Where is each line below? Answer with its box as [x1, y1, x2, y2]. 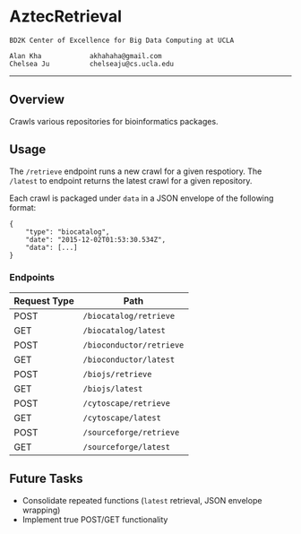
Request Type [13, 294, 74, 306]
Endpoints [9, 271, 56, 284]
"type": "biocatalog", [25, 227, 110, 237]
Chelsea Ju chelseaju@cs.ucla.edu [9, 59, 175, 68]
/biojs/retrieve [82, 369, 152, 379]
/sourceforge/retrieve [82, 427, 180, 437]
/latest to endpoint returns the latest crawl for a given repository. [9, 175, 253, 185]
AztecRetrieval [9, 6, 123, 27]
